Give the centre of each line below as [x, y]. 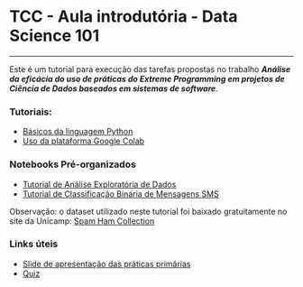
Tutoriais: [31, 112]
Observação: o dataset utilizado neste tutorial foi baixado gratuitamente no [148, 211]
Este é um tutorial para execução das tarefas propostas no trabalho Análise [150, 69]
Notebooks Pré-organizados [73, 164]
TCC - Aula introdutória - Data [124, 17]
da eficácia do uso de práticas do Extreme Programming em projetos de [147, 79]
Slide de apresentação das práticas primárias [106, 264]
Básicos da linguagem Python [78, 132]
